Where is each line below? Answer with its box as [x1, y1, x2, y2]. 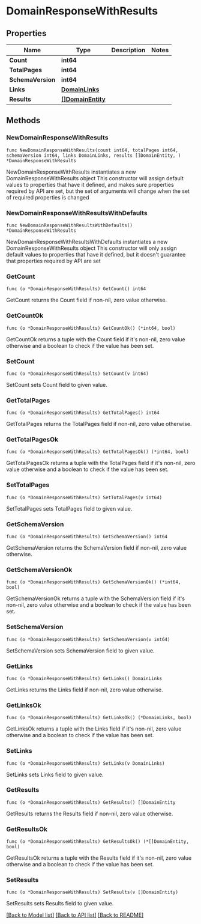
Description [111, 46, 146, 54]
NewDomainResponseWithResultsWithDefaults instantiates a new [6, 238, 168, 245]
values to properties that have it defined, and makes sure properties [6, 181, 174, 188]
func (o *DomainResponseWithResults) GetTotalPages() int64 [6, 410, 160, 416]
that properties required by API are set [6, 257, 101, 264]
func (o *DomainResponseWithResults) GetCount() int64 [6, 286, 146, 292]
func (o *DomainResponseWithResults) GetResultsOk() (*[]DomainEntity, [6, 839, 189, 845]
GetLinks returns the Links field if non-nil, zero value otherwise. [6, 686, 163, 693]
